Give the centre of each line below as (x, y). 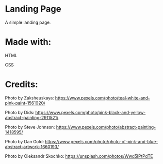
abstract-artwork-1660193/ (32, 147)
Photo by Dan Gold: (24, 141)
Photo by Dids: (20, 112)
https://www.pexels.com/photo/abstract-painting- (106, 127)
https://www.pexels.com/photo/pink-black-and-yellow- (90, 112)
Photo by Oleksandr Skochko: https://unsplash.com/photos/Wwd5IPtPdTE (79, 156)
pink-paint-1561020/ (25, 103)
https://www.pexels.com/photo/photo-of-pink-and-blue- (101, 141)
